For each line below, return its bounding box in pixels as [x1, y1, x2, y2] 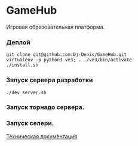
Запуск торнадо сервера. [6, 103, 85, 111]
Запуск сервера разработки [6, 76, 93, 84]
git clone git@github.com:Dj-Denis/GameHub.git [6, 52, 127, 58]
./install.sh [6, 62, 39, 69]
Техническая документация [6, 132, 78, 140]
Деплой [6, 38, 31, 46]
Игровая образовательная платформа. [6, 23, 105, 30]
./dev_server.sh [6, 89, 47, 95]
